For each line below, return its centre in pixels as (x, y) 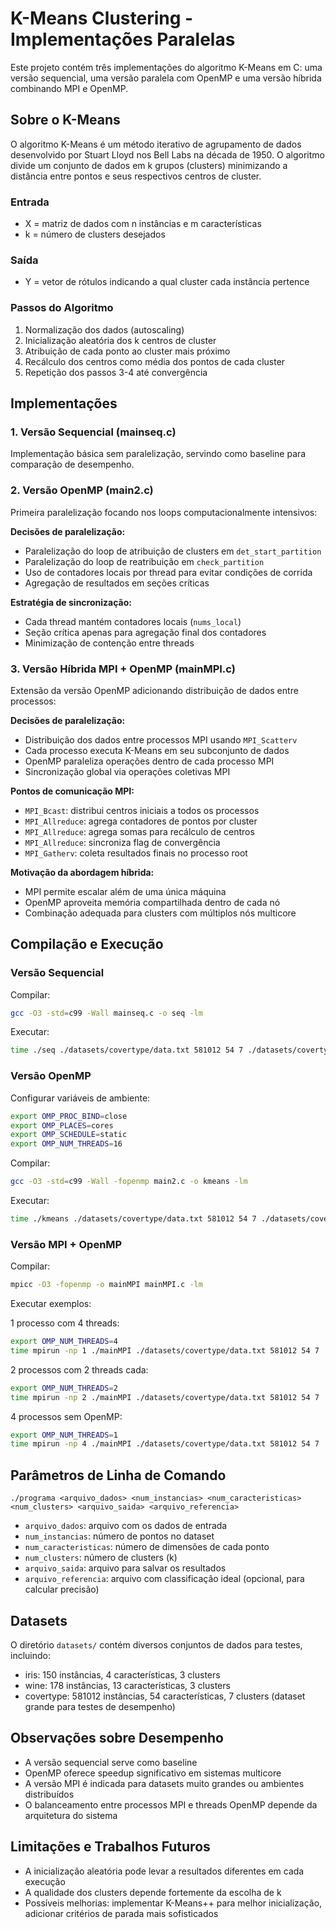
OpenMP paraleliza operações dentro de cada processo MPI (149, 761)
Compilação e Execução (87, 944)
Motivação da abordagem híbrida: (82, 872)
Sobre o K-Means (65, 120)
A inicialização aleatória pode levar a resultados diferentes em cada (164, 1871)
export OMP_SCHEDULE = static (69, 1135)
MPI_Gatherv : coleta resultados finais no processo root (136, 853)
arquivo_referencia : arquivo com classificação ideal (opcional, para (164, 1579)
